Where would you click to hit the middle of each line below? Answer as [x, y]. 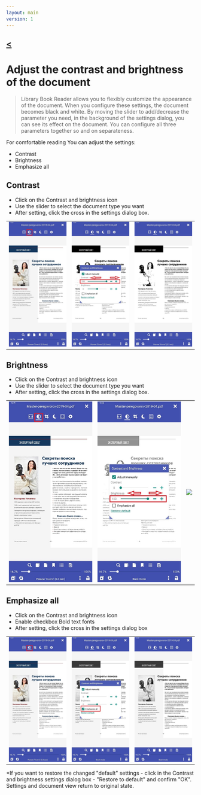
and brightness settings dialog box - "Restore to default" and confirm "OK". [99, 779]
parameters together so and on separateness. [77, 130]
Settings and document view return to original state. [70, 786]
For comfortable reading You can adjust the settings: [71, 142]
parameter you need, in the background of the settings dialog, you [102, 118]
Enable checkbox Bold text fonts [55, 622]
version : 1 [20, 19]
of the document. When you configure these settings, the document [104, 105]
